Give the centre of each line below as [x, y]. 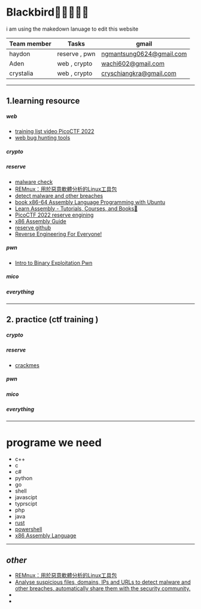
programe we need [54, 442]
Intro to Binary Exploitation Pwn [54, 263]
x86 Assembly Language [45, 536]
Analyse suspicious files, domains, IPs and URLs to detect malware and [103, 582]
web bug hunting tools [42, 138]
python [24, 478]
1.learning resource [43, 101]
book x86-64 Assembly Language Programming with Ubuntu [90, 202]
